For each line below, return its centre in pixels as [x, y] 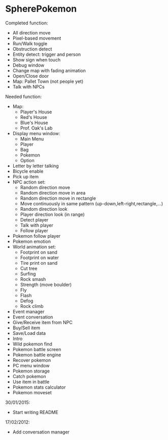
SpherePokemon [41, 9]
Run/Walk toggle [30, 43]
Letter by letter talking [36, 166]
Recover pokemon [32, 360]
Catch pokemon [29, 376]
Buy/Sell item [26, 328]
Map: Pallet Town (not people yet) [48, 81]
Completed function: [27, 23]
